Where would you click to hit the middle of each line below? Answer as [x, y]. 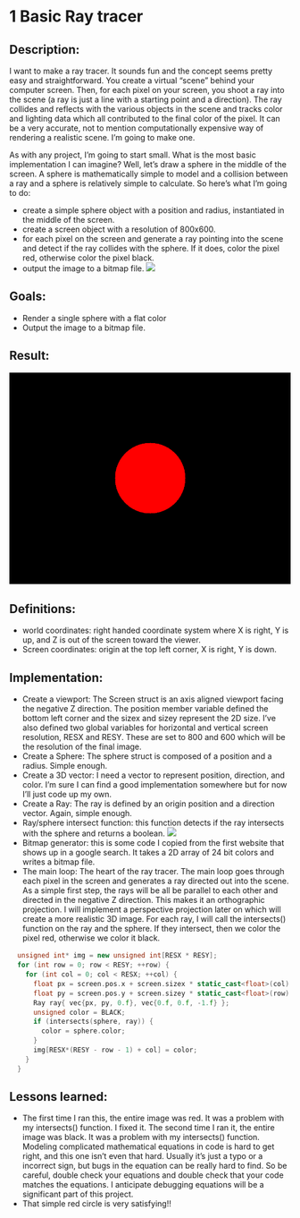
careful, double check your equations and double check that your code [153, 1175]
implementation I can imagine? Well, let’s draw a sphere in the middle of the [148, 164]
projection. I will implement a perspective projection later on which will [151, 909]
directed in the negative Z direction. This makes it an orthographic [143, 900]
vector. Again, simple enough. [77, 813]
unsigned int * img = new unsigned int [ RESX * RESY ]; [117, 956]
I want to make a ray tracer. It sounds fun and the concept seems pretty [141, 71]
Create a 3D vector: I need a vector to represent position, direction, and [154, 775]
